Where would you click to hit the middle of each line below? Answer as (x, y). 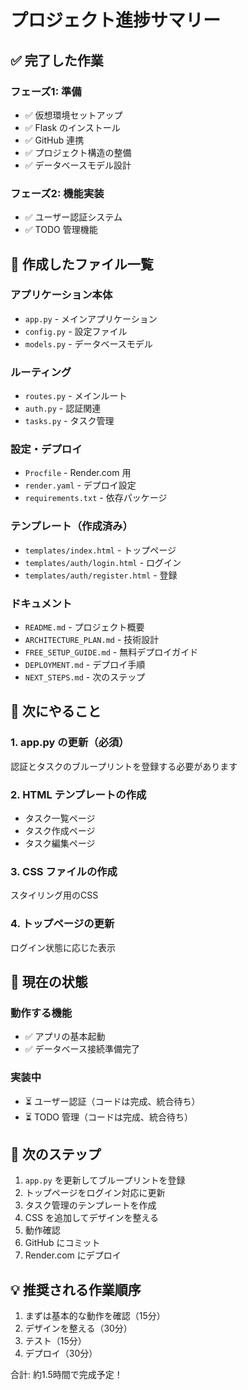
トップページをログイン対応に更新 (95, 1193)
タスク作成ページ (60, 831)
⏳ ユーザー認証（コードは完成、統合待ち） (112, 1101)
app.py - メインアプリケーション (91, 318)
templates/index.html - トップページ (100, 550)
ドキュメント (41, 603)
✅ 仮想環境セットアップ (73, 115)
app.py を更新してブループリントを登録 (105, 1180)
